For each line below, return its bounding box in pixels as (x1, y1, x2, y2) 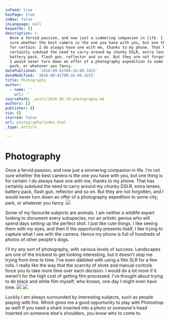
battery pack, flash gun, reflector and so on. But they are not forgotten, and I (5, 188, 164, 195)
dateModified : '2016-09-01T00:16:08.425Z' (5, 73, 96, 78)
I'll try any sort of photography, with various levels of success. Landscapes (5, 246, 161, 252)
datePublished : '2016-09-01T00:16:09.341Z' (5, 69, 98, 74)
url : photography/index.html (5, 119, 66, 125)
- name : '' (10, 87, 33, 92)
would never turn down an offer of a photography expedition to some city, (5, 194, 158, 200)
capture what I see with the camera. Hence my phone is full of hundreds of (5, 231, 161, 237)
